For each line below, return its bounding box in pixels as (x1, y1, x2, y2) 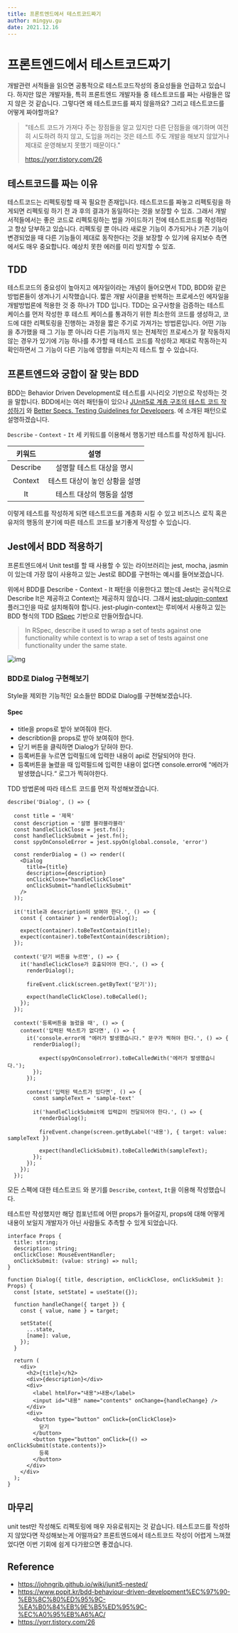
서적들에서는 (7, 216, 43, 224)
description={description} (26, 870, 107, 877)
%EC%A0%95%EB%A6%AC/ (17, 1610, 106, 1619)
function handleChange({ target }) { (13, 1301, 126, 1309)
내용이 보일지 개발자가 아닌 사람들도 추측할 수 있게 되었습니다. (7, 1218, 178, 1227)
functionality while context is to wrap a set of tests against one (24, 633, 208, 642)
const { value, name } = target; (20, 1307, 119, 1315)
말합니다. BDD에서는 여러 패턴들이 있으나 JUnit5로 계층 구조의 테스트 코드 (14, 397, 220, 406)
